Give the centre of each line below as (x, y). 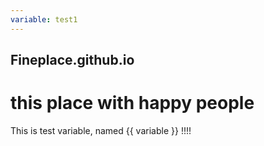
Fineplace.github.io (72, 60)
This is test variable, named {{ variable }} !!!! (101, 130)
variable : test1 (44, 19)
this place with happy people (132, 103)
